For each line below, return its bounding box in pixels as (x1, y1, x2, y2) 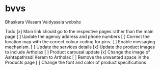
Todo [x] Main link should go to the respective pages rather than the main (5, 28, 154, 34)
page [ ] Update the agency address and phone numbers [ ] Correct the (5, 34, 150, 39)
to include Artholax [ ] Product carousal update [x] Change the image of (5, 49, 150, 55)
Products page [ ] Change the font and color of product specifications (5, 59, 146, 65)
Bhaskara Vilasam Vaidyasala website (5, 19, 81, 25)
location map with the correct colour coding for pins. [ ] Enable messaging (5, 38, 156, 44)
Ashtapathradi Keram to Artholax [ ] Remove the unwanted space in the (5, 54, 149, 60)
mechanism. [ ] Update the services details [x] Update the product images (5, 44, 155, 50)
